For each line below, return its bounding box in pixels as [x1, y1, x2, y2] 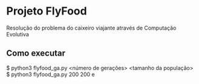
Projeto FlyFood [6, 4, 87, 18]
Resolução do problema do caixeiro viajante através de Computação [6, 24, 177, 31]
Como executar [6, 48, 65, 59]
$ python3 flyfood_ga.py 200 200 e [6, 71, 95, 78]
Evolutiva [6, 30, 29, 37]
